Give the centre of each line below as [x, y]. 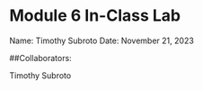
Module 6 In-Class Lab [95, 16]
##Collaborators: [40, 58]
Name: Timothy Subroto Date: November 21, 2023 [102, 40]
